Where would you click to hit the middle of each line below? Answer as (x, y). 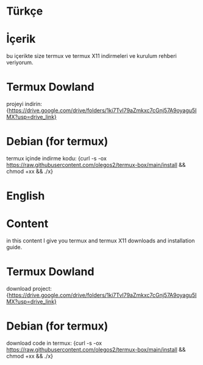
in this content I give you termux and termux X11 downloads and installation (101, 241)
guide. (14, 247)
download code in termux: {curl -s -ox (54, 343)
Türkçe (25, 11)
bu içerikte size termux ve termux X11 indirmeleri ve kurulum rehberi (91, 56)
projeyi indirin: (24, 104)
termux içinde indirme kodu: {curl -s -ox (56, 158)
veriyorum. (20, 63)
